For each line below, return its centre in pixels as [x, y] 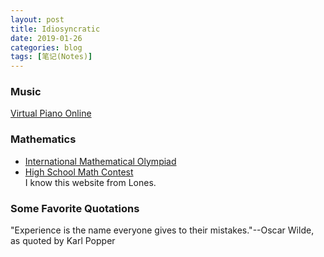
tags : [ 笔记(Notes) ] [51, 57]
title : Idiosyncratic [55, 29]
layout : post [37, 19]
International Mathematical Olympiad [100, 161]
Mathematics [43, 139]
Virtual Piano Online [51, 113]
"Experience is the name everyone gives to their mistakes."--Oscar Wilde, [162, 230]
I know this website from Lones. [90, 182]
